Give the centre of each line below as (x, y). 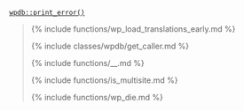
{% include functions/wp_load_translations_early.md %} (133, 29)
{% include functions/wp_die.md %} (97, 97)
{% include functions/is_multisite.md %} (104, 80)
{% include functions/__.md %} (87, 63)
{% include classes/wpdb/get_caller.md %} (110, 46)
